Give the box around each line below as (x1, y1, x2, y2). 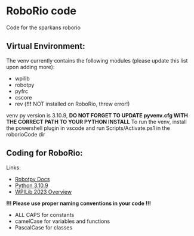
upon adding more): (6, 63, 55, 70)
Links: (6, 164, 21, 171)
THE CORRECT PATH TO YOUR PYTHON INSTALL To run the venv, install (6, 118, 187, 125)
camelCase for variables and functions (14, 218, 110, 225)
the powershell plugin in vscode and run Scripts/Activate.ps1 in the (6, 124, 170, 132)
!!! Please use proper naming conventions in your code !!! (6, 200, 151, 207)
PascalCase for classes (14, 223, 73, 231)
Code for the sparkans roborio (6, 24, 81, 31)
